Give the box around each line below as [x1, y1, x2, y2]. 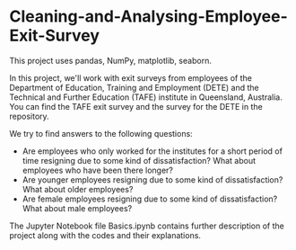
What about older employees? [22, 183, 134, 194]
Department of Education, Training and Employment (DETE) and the [9, 82, 259, 93]
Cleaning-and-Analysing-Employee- [9, 6, 289, 27]
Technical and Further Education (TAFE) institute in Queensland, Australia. [9, 92, 283, 103]
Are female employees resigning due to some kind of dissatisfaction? [22, 193, 278, 204]
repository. [9, 111, 49, 121]
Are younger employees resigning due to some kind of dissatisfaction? [22, 174, 283, 185]
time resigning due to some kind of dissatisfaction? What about [22, 155, 257, 165]
